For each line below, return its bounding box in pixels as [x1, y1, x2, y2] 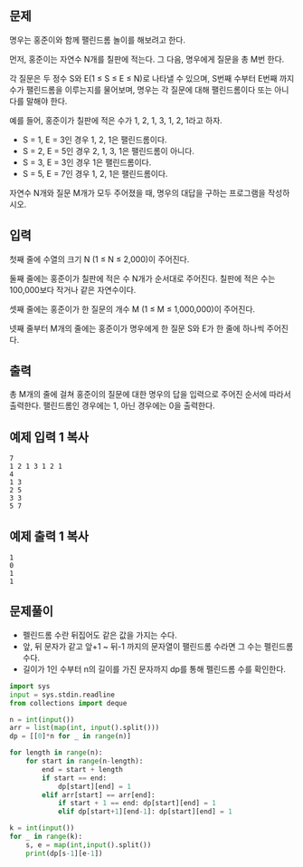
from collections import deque [9, 698, 128, 707]
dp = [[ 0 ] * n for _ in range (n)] [9, 732, 131, 741]
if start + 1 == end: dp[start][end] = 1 [57, 799, 217, 808]
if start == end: [42, 774, 107, 783]
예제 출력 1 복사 [9, 529, 89, 544]
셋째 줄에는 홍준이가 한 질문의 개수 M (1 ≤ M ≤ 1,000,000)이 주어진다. [9, 303, 256, 315]
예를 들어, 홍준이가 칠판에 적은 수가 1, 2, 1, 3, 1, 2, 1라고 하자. [9, 114, 223, 125]
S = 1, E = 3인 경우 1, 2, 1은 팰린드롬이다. [22, 134, 167, 145]
